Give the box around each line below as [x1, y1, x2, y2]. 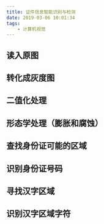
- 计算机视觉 [17, 26, 46, 32]
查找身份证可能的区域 [6, 141, 87, 151]
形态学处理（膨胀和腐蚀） [6, 118, 103, 128]
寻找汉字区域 [6, 186, 55, 196]
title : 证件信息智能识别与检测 [6, 9, 76, 15]
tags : [6, 20, 20, 26]
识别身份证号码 [6, 163, 63, 174]
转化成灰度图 [6, 73, 55, 83]
